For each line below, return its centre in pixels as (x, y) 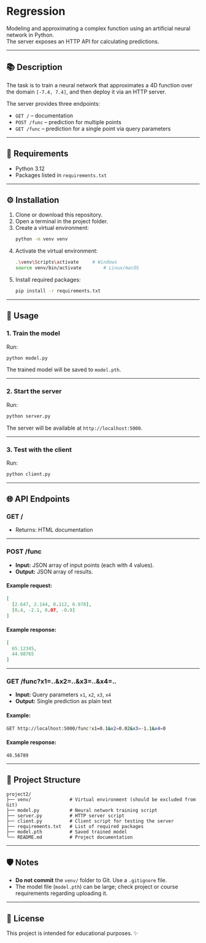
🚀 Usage (22, 316)
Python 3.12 (30, 168)
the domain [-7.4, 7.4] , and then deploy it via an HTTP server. (86, 92)
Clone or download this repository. (59, 215)
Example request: (29, 586)
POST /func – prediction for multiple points (68, 122)
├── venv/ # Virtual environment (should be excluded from (101, 799)
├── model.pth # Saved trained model (67, 832)
